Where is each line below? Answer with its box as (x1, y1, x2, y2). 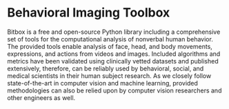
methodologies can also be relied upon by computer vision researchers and (7, 86, 222, 95)
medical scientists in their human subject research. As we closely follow (7, 71, 212, 80)
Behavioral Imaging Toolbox (7, 5, 170, 21)
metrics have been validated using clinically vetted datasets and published (7, 57, 219, 65)
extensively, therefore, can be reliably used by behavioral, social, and (7, 64, 204, 72)
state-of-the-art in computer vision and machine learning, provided (7, 79, 199, 87)
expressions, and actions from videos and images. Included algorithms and (7, 50, 221, 58)
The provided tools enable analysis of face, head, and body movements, (7, 42, 212, 50)
